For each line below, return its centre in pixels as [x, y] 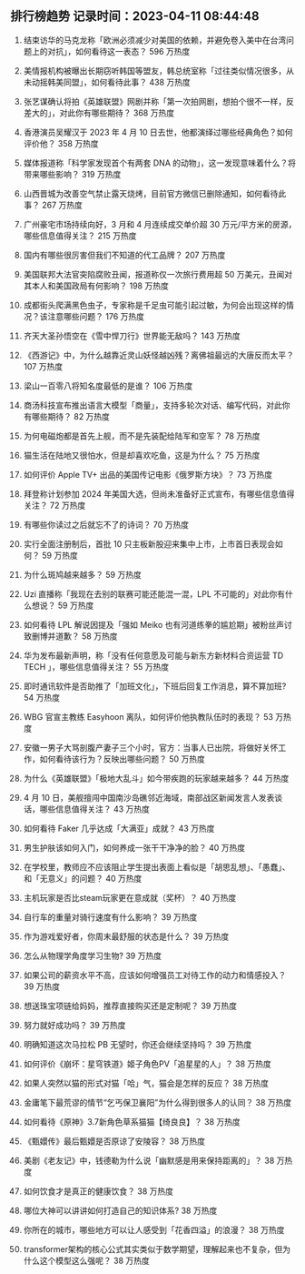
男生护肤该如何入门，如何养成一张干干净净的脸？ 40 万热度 [134, 847]
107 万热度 [43, 366]
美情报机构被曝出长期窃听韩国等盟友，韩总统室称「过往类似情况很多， [155, 70]
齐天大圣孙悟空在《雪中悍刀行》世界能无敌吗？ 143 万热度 [132, 336]
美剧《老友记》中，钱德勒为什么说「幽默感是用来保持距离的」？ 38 [149, 1160]
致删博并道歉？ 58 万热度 [70, 636]
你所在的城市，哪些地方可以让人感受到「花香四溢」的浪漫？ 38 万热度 [154, 1229]
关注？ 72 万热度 [54, 505]
